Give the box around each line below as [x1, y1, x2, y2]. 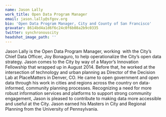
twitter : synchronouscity [5, 30, 58, 35]
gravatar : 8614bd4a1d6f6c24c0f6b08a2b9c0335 [5, 26, 99, 31]
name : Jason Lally [5, 7, 43, 12]
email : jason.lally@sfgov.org [5, 16, 68, 21]
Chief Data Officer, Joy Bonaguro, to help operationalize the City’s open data [5, 53, 162, 59]
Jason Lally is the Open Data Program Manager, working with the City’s [5, 48, 152, 54]
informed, [5, 85, 25, 91]
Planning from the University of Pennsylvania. [5, 106, 99, 112]
